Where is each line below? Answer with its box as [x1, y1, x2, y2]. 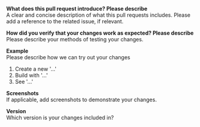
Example [6, 47, 29, 55]
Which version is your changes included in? [6, 114, 114, 121]
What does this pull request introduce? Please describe [6, 5, 148, 12]
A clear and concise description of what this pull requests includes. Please [6, 11, 191, 19]
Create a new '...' [14, 65, 57, 72]
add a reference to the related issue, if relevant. [6, 18, 124, 25]
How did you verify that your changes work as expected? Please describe [6, 29, 194, 37]
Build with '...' [14, 72, 48, 78]
